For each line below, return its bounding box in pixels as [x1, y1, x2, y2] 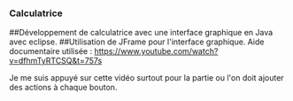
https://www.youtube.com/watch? [94, 46, 219, 57]
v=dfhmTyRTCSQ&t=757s [9, 56, 103, 66]
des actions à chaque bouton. [9, 82, 118, 93]
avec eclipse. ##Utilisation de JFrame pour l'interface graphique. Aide [9, 36, 265, 47]
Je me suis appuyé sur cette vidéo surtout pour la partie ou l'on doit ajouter [9, 73, 285, 83]
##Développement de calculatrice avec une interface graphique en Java [9, 27, 274, 38]
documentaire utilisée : [9, 46, 93, 57]
